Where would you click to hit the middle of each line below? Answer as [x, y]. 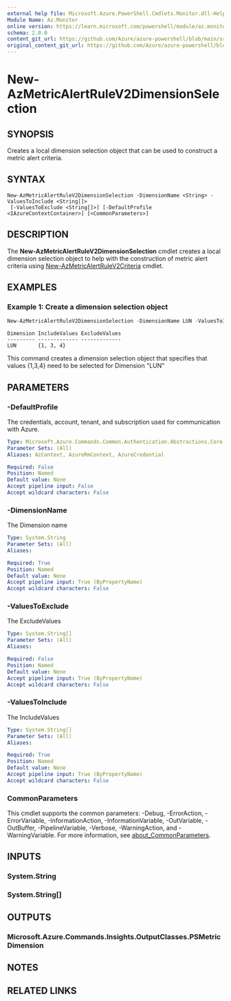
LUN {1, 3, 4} [37, 346]
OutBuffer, [22, 828]
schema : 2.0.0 [27, 33]
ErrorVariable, [27, 821]
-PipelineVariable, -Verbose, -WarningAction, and [107, 828]
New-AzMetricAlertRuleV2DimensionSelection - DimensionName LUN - [102, 321]
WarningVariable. [32, 835]
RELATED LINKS [42, 991]
